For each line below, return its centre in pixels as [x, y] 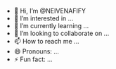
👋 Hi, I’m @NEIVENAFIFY [50, 11]
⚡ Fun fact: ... [33, 59]
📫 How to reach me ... [46, 41]
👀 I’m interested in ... [44, 18]
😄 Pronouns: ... [37, 51]
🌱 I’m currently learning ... [51, 26]
